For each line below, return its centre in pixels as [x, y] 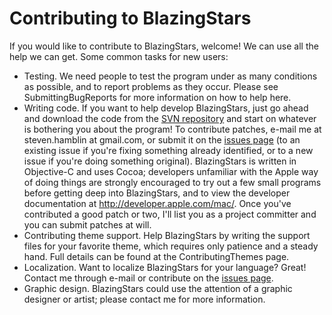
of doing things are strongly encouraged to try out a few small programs [172, 182]
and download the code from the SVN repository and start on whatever [170, 118]
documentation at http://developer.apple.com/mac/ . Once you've [157, 203]
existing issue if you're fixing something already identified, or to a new [168, 150]
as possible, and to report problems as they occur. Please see [151, 86]
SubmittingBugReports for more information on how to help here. [157, 97]
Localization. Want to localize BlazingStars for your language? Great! [165, 267]
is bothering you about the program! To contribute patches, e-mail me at [172, 129]
